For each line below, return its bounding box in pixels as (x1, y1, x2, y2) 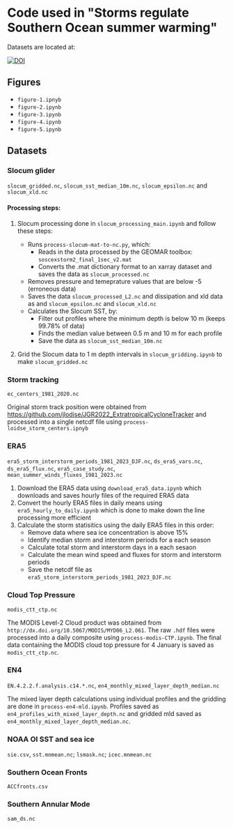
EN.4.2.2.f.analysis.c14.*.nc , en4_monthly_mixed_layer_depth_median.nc (7, 681, 220, 690)
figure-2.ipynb (17, 103, 62, 111)
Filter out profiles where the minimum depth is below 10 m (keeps (38, 314, 226, 322)
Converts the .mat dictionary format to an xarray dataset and (38, 262, 212, 271)
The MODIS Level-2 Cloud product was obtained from (7, 618, 162, 627)
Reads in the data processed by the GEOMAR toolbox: (38, 248, 193, 256)
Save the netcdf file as (27, 565, 93, 574)
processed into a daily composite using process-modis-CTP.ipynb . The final (7, 633, 221, 641)
